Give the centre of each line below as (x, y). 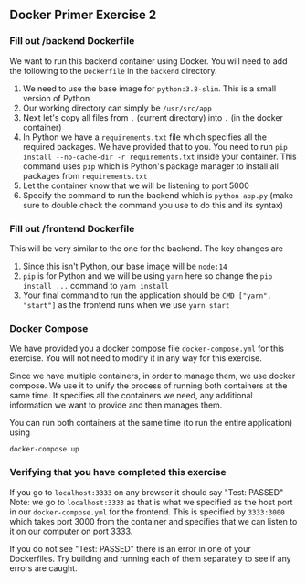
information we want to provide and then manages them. (116, 405)
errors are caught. (43, 568)
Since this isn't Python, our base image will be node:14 (125, 266)
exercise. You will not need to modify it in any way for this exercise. (136, 358)
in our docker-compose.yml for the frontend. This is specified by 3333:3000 (147, 512)
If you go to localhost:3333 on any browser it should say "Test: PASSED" (147, 492)
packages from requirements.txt (85, 175)
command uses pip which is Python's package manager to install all (150, 166)
